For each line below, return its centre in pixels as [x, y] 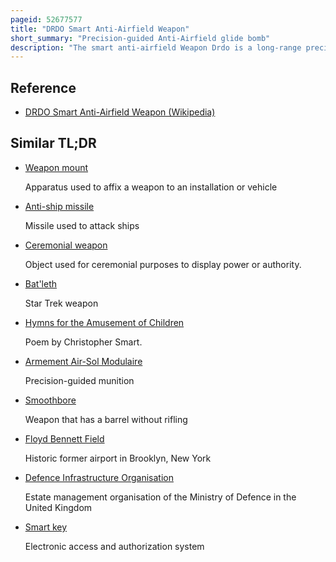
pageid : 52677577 [46, 19]
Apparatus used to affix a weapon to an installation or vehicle [151, 187]
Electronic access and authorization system [114, 546]
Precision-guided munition [79, 380]
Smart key [46, 527]
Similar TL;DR [53, 143]
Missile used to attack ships [82, 225]
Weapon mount [56, 167]
